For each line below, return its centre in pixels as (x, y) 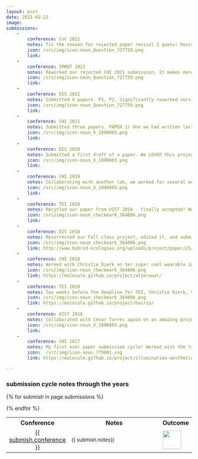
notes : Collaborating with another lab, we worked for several (106, 182)
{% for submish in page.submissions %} (55, 397)
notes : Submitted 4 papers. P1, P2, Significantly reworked (103, 99)
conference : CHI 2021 (54, 122)
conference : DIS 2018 (54, 231)
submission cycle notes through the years (67, 384)
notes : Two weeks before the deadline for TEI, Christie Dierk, (108, 292)
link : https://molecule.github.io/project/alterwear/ (95, 276)
